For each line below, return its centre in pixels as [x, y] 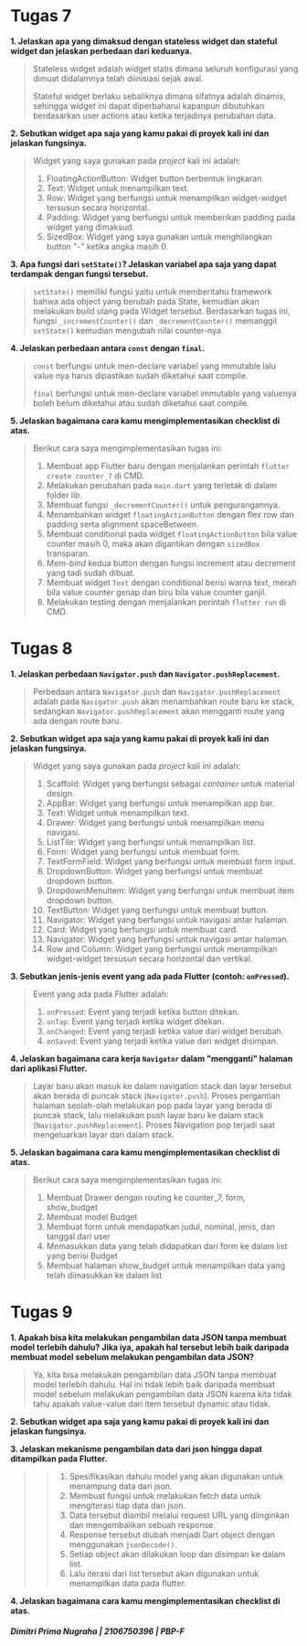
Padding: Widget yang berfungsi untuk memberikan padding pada [171, 217]
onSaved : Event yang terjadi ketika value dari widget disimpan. [162, 1041]
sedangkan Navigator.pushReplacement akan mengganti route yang [159, 711]
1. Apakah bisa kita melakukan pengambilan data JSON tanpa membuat [148, 1337]
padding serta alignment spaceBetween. [122, 524]
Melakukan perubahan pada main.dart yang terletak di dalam [161, 485]
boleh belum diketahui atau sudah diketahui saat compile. [141, 402]
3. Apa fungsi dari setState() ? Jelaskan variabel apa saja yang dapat [143, 264]
